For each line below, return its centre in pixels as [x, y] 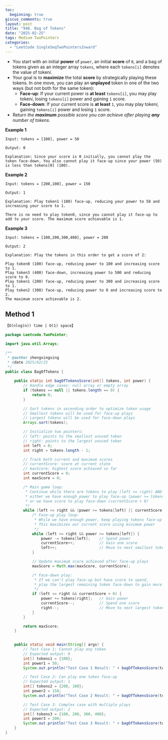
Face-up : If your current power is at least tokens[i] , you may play [88, 93]
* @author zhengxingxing [33, 357]
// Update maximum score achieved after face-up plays [90, 562]
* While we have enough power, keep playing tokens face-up [98, 520]
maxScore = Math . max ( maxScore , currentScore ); [81, 566]
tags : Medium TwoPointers [32, 38]
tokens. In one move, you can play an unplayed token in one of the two [85, 83]
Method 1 [20, 314]
